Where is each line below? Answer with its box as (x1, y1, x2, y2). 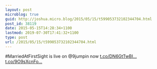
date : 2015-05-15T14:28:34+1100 (5, 26, 72, 31)
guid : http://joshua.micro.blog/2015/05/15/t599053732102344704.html (5, 16, 153, 21)
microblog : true (5, 12, 39, 17)
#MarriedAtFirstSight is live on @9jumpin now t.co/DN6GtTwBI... (5, 53, 137, 59)
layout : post (5, 7, 32, 12)
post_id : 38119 (5, 21, 37, 26)
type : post (5, 35, 28, 40)
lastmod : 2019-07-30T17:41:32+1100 (5, 30, 79, 35)
